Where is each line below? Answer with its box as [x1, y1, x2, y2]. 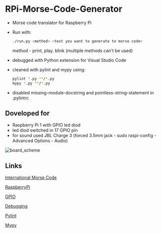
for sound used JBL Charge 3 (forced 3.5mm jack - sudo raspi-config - [12, 133, 157, 139]
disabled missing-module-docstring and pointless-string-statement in [12, 89, 154, 95]
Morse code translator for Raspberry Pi [12, 20, 92, 26]
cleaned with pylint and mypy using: [12, 66, 86, 72]
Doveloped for [5, 109, 50, 117]
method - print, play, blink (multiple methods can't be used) [12, 48, 133, 54]
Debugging [5, 203, 28, 209]
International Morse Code [5, 175, 57, 180]
